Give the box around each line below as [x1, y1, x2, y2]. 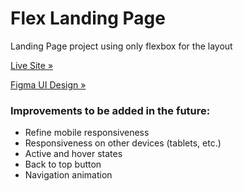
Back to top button [24, 158, 102, 171]
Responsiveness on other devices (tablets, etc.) [24, 137, 222, 149]
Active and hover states [24, 148, 123, 160]
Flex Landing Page [10, 7, 166, 30]
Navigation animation [24, 169, 113, 181]
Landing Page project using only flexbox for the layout [10, 40, 233, 52]
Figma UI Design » [10, 78, 87, 91]
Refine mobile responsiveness [24, 127, 150, 139]
